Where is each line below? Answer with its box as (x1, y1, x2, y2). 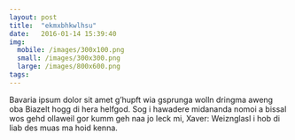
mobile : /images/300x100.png (17, 46, 125, 55)
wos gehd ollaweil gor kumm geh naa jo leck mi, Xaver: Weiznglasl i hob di (9, 113, 281, 123)
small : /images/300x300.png (17, 54, 121, 63)
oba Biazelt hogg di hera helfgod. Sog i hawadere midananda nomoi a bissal (9, 103, 287, 114)
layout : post (9, 12, 58, 22)
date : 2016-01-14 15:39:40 (9, 29, 117, 38)
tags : (9, 70, 29, 79)
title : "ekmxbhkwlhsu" (9, 21, 97, 30)
